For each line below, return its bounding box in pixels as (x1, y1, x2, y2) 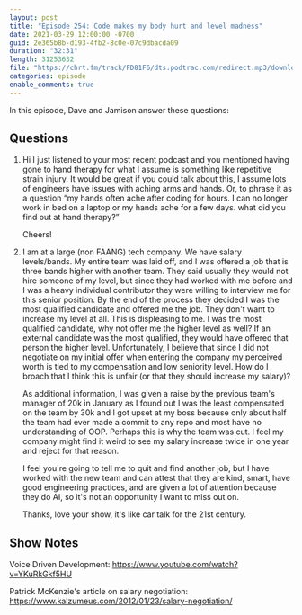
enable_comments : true (9, 80, 94, 89)
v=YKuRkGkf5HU (9, 568, 73, 580)
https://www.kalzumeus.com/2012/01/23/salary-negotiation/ (9, 595, 233, 607)
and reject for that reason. (22, 446, 120, 457)
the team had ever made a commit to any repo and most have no (22, 417, 262, 428)
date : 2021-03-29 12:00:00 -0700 (9, 30, 135, 39)
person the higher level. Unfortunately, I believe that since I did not (22, 343, 270, 353)
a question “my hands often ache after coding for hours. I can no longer (22, 192, 289, 203)
